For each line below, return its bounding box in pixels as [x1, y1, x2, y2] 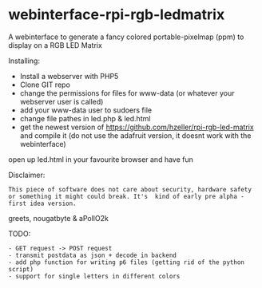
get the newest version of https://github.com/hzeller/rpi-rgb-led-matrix [19, 122, 254, 132]
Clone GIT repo [19, 80, 70, 89]
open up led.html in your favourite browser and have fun [8, 154, 194, 164]
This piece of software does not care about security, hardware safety [8, 185, 252, 193]
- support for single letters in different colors [8, 272, 181, 280]
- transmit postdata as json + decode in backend [8, 251, 177, 259]
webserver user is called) [19, 97, 104, 106]
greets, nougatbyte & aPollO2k [8, 213, 109, 223]
